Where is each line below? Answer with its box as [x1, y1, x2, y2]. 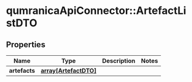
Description [102, 57, 136, 65]
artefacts [9, 67, 35, 74]
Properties [6, 40, 46, 49]
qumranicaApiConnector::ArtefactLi [6, 4, 186, 17]
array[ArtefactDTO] [40, 67, 97, 74]
